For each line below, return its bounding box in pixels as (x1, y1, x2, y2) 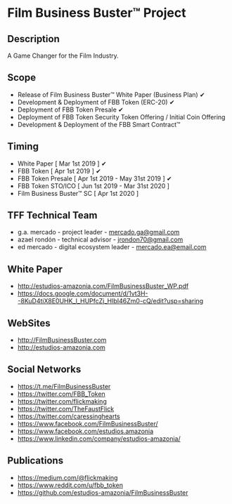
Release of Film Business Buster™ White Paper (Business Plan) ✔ (17, 90, 205, 99)
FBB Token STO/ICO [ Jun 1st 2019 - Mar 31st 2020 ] (17, 181, 170, 190)
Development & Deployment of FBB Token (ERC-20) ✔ (17, 98, 175, 106)
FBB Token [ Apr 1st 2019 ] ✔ (17, 166, 101, 175)
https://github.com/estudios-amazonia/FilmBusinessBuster (17, 488, 188, 496)
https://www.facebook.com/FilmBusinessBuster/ (17, 419, 158, 427)
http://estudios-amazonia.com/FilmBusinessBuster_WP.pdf (17, 282, 189, 291)
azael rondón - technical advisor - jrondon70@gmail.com (17, 235, 183, 244)
